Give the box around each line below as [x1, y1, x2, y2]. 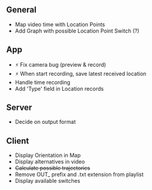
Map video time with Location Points [14, 20, 105, 28]
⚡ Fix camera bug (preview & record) [14, 61, 106, 68]
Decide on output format [14, 118, 76, 126]
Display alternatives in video [14, 158, 85, 165]
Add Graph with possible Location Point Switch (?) [14, 27, 139, 34]
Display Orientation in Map [14, 152, 81, 159]
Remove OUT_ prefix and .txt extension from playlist [14, 171, 144, 178]
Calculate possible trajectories [14, 165, 90, 172]
